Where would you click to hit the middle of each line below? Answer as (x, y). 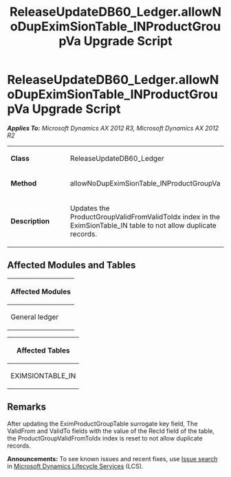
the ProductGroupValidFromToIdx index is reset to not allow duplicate (105, 438)
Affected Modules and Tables (71, 265)
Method (24, 183)
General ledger (35, 317)
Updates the (90, 208)
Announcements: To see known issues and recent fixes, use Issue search (112, 458)
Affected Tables (43, 350)
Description (30, 221)
